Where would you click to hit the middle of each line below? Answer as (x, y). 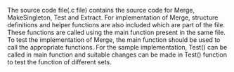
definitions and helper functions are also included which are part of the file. (116, 25)
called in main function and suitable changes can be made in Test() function (117, 55)
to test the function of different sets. (60, 62)
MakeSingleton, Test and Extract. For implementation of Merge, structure (113, 17)
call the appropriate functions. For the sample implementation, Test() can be (117, 47)
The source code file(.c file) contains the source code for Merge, (101, 10)
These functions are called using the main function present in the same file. (117, 32)
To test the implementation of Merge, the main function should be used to (114, 40)
